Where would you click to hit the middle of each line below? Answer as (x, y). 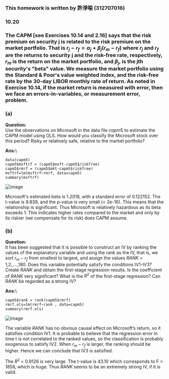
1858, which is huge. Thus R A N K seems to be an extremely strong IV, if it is (83, 366)
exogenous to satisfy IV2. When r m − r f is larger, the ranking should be (78, 345)
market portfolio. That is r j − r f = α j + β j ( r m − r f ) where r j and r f (82, 48)
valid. (11, 372)
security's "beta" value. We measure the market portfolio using (84, 69)
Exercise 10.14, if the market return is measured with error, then (84, 88)
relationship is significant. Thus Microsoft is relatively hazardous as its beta (83, 207)
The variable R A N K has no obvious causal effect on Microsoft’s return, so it (83, 328)
